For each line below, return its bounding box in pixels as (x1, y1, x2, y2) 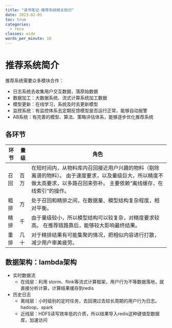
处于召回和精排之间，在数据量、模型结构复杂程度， (31, 197, 155, 204)
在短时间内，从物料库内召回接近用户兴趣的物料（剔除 (31, 164, 160, 171)
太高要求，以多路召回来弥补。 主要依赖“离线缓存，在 (36, 179, 163, 186)
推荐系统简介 (5, 60, 60, 72)
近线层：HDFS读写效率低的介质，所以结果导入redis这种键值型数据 (20, 311, 160, 317)
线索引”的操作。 (31, 187, 70, 194)
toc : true (5, 17, 27, 22)
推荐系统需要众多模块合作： (5, 77, 64, 83)
